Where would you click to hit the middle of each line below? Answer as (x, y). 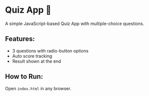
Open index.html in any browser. (38, 88)
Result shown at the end (37, 61)
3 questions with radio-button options (50, 50)
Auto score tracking (32, 56)
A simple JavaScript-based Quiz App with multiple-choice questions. (75, 24)
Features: (20, 39)
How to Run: (24, 77)
